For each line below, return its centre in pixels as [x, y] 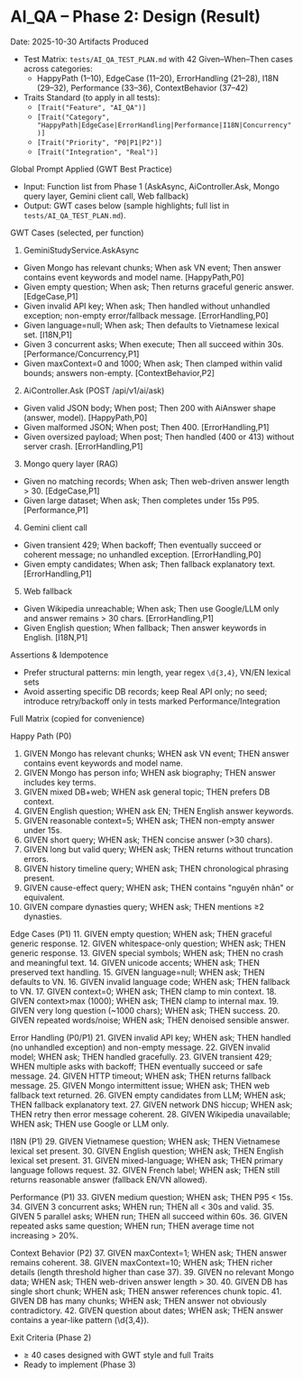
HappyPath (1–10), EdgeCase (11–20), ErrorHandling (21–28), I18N [157, 78]
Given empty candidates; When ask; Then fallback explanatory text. [149, 564]
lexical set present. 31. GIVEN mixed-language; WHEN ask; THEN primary [147, 1160]
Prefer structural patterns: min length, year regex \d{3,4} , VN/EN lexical [157, 672]
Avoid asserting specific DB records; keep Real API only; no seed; [145, 691]
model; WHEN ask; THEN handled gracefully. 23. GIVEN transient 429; [141, 1056]
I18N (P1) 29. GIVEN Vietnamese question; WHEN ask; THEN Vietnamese [145, 1141]
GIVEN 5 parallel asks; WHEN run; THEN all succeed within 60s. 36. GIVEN [149, 1216]
